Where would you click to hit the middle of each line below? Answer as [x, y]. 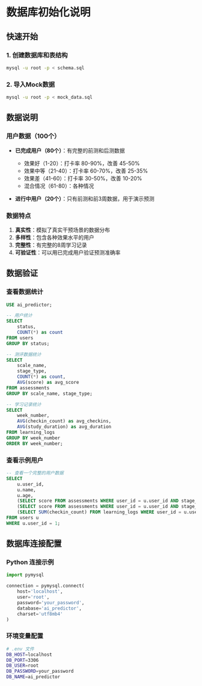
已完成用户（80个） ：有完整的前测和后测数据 [70, 150]
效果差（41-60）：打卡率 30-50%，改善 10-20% [83, 178]
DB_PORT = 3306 [23, 660]
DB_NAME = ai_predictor [33, 677]
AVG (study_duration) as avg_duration [64, 427]
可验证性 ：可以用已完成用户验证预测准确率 [68, 252]
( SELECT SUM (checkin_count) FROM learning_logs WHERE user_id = [99, 512]
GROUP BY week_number [33, 438]
